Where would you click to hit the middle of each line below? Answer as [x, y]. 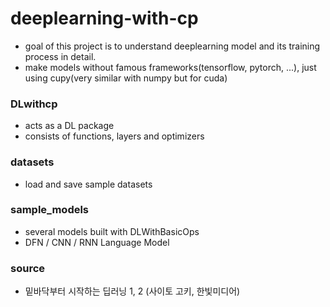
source [28, 268]
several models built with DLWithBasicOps [112, 231]
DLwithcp [34, 104]
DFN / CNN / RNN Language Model [97, 242]
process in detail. [60, 56]
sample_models [50, 210]
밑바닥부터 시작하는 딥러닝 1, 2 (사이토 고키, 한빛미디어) [132, 291]
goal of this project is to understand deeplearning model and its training [172, 46]
